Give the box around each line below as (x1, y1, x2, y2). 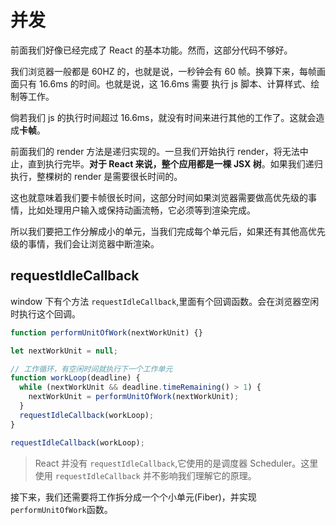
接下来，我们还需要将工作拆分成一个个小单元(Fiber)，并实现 (10, 491, 257, 503)
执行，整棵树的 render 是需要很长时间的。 (10, 170, 183, 182)
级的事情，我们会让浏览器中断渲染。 (10, 237, 160, 250)
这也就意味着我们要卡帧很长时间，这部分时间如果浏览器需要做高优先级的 (10, 191, 308, 203)
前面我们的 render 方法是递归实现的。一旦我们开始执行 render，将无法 (10, 145, 300, 157)
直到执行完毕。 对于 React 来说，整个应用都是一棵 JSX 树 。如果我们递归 (27, 157, 323, 170)
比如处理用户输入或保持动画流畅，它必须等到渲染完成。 (27, 204, 256, 216)
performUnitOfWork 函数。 (10, 503, 113, 515)
